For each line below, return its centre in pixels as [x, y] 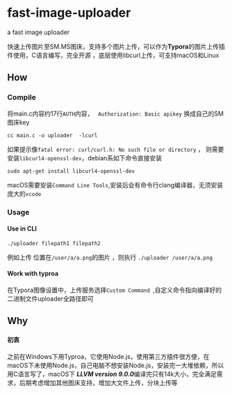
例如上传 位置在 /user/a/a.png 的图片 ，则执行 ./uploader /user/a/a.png [110, 257]
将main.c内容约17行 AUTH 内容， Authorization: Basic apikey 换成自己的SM [116, 114]
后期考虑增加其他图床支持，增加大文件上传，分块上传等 [98, 383]
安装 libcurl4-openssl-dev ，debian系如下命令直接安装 [85, 157]
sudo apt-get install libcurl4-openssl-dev [71, 171]
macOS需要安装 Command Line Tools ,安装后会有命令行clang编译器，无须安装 [115, 185]
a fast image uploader [39, 32]
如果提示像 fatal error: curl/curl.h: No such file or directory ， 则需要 [116, 149]
